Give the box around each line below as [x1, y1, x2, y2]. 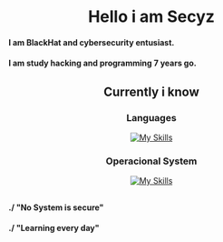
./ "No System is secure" [8, 202, 104, 213]
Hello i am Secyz [88, 6, 215, 27]
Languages [125, 111, 178, 124]
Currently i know [102, 84, 200, 99]
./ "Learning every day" [8, 223, 100, 234]
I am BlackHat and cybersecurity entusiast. [8, 36, 175, 47]
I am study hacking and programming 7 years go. [8, 57, 197, 69]
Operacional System [105, 155, 198, 167]
